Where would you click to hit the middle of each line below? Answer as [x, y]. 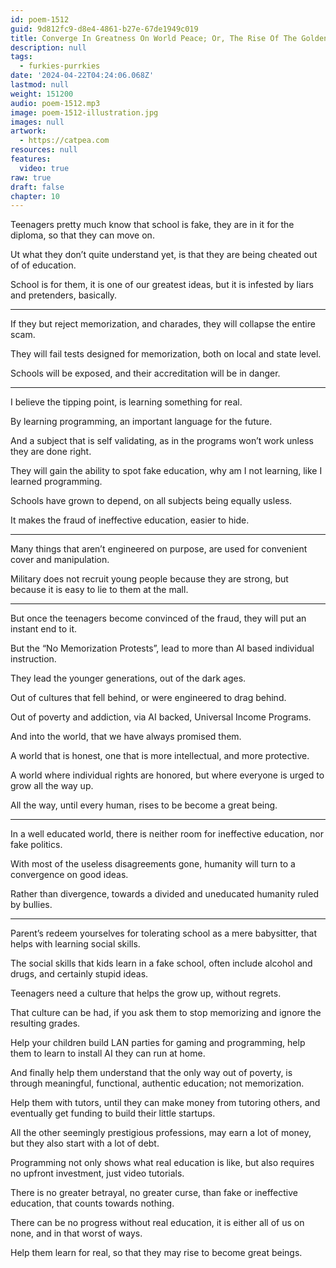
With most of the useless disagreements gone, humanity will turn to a [153, 864]
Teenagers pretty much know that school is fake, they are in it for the [152, 225]
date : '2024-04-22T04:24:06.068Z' [82, 76]
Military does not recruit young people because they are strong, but [149, 579]
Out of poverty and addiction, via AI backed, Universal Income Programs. [161, 717]
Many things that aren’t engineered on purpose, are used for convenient [159, 549]
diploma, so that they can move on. [82, 235]
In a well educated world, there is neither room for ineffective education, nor [167, 834]
